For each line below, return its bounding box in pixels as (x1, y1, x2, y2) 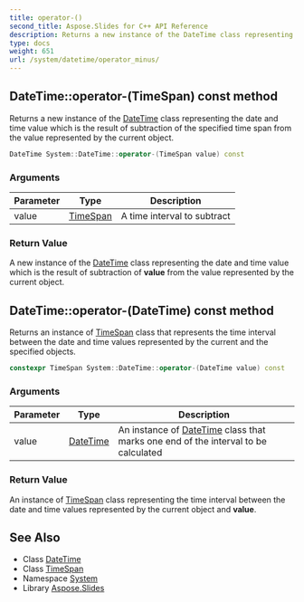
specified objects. (9, 346, 77, 358)
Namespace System (22, 573, 98, 584)
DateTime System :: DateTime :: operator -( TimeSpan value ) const (9, 149, 245, 158)
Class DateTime (22, 554, 81, 565)
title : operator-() (9, 13, 83, 23)
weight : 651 (9, 47, 54, 56)
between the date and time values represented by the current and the (9, 337, 269, 348)
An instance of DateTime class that (118, 424, 266, 436)
